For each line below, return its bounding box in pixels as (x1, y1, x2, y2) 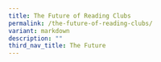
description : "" (8, 34, 63, 43)
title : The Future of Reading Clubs (8, 11, 131, 20)
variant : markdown (8, 27, 70, 35)
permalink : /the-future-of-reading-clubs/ (8, 19, 153, 27)
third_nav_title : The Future (8, 42, 106, 50)
